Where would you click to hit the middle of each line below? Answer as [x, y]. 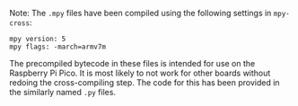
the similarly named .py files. [63, 92]
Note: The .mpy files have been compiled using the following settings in [140, 13]
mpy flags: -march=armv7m [57, 47]
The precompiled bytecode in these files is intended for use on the [132, 63]
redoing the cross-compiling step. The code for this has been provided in [145, 83]
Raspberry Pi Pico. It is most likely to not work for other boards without [140, 73]
